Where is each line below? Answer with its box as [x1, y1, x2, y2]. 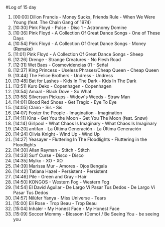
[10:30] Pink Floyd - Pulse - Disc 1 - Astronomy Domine [13, 25, 127, 31]
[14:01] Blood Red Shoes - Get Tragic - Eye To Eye [13, 99, 117, 105]
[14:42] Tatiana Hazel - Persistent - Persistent [13, 168, 107, 174]
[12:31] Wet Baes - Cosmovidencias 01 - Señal [13, 62, 108, 68]
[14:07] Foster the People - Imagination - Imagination [13, 110, 122, 116]
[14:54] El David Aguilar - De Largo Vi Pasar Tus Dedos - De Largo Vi [13, 184, 155, 190]
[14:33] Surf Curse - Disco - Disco [13, 152, 84, 158]
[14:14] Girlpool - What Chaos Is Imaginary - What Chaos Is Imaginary [13, 120, 157, 126]
